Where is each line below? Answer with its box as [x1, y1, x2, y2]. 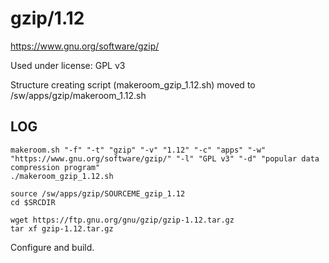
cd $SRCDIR [10, 197, 56, 207]
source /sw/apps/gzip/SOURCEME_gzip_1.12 [10, 188, 186, 199]
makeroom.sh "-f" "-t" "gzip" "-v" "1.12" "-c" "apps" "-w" [10, 145, 267, 155]
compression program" [10, 162, 101, 172]
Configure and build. [10, 241, 95, 253]
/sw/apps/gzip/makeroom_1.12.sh [10, 89, 147, 101]
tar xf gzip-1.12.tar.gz [10, 223, 114, 234]
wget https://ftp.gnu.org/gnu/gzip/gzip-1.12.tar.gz [10, 215, 235, 225]
